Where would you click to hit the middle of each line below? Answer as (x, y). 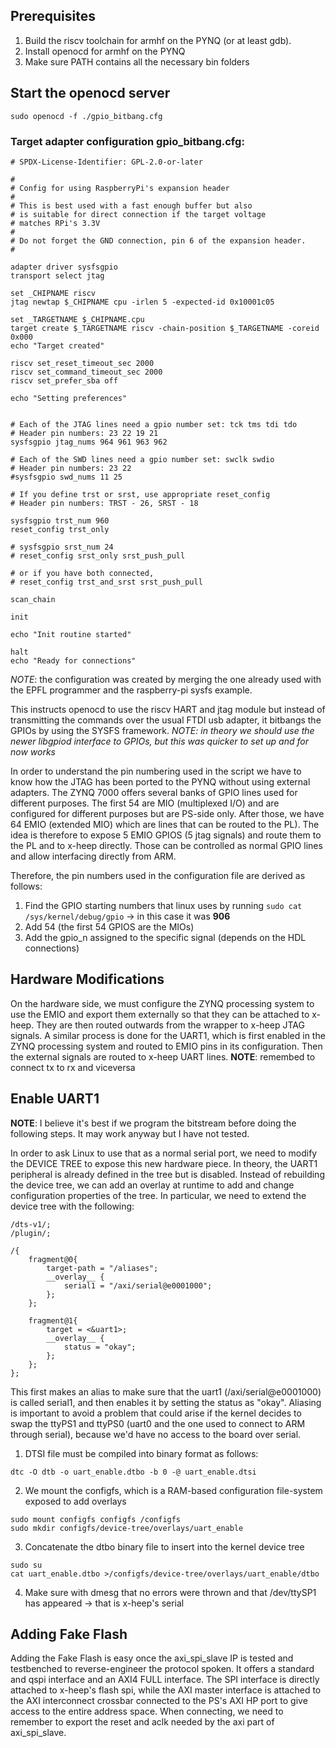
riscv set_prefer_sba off (64, 380)
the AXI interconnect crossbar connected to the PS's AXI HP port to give (159, 1701)
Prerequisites (53, 16)
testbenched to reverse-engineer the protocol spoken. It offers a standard (162, 1669)
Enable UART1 (55, 1099)
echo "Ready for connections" (73, 660)
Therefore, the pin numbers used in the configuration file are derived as (158, 875)
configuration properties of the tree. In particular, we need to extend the (158, 1195)
